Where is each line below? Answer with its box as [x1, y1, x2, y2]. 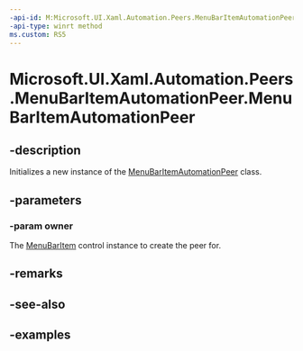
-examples [9, 328, 71, 343]
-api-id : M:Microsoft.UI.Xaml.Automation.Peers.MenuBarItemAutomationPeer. [9, 13, 300, 22]
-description [9, 142, 81, 157]
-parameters [9, 193, 82, 208]
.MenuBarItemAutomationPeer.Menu [9, 87, 293, 108]
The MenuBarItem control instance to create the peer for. [9, 240, 222, 251]
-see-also [9, 296, 66, 311]
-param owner [9, 220, 74, 232]
